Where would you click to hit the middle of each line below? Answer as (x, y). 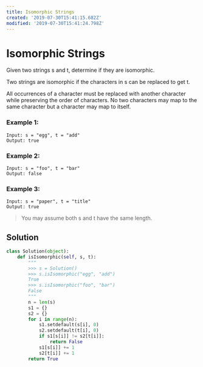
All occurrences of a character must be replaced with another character (96, 94)
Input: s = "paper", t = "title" (49, 201)
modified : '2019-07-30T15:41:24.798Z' (55, 23)
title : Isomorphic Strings (40, 12)
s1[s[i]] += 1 (57, 348)
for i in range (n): (53, 319)
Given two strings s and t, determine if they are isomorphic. (81, 70)
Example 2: (23, 156)
